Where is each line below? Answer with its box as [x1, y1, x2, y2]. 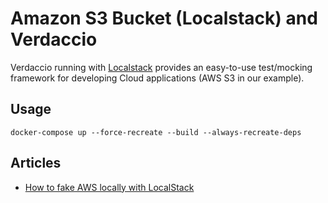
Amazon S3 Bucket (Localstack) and [10, 7, 318, 30]
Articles [10, 155, 62, 172]
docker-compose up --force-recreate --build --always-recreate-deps [10, 127, 302, 137]
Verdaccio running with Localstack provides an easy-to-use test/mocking [10, 61, 313, 73]
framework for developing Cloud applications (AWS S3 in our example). [10, 72, 305, 84]
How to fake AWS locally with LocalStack [24, 181, 195, 193]
